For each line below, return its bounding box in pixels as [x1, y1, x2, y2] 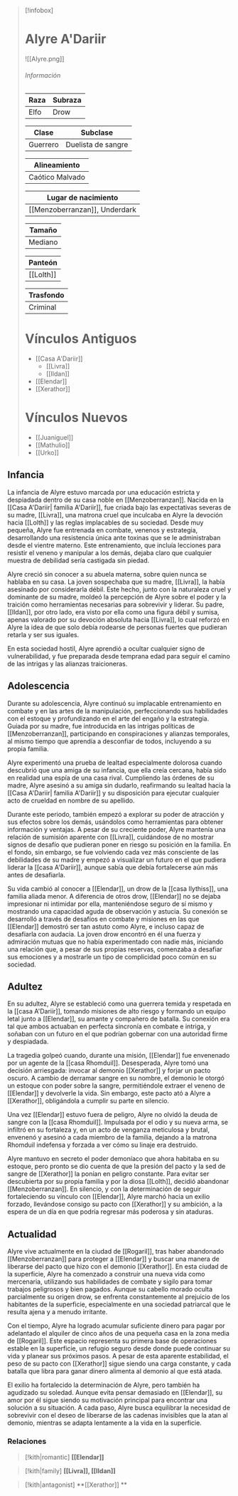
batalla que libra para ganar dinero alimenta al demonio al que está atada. [7, 1367, 222, 1376]
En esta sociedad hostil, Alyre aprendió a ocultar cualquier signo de [7, 644, 205, 653]
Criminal [28, 302, 57, 312]
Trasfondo [28, 290, 65, 300]
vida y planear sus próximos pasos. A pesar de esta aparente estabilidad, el [7, 1352, 229, 1361]
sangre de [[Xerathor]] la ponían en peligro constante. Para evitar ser [7, 1170, 210, 1178]
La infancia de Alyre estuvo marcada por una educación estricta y [7, 488, 200, 496]
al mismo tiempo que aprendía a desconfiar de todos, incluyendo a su [7, 737, 212, 746]
